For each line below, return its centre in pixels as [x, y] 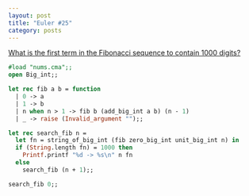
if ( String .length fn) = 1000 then [74, 148]
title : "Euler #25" [40, 23]
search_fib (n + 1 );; [58, 170]
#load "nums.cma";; [40, 67]
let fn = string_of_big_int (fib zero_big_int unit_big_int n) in [127, 140]
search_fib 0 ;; [33, 184]
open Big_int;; [33, 75]
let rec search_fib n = [48, 133]
